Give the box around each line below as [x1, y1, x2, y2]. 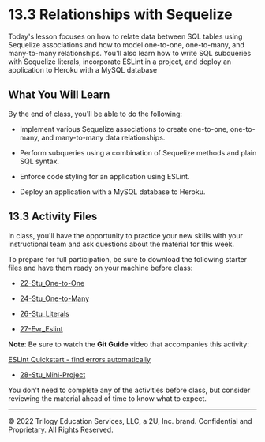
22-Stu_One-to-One [19, 278, 85, 287]
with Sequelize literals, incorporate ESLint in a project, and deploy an [8, 57, 232, 66]
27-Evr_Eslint [19, 324, 63, 333]
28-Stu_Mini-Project [19, 369, 86, 380]
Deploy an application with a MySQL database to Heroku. [19, 187, 206, 197]
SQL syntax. [19, 156, 60, 166]
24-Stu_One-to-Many [19, 294, 90, 303]
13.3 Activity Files [8, 210, 98, 223]
